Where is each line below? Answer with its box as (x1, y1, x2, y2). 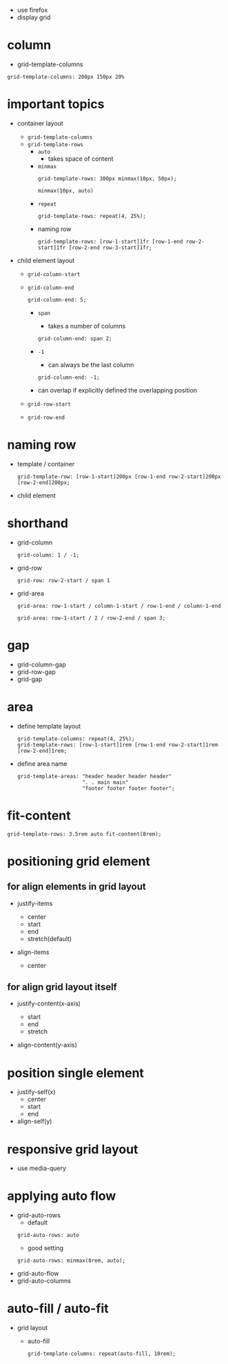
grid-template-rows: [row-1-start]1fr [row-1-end (37, 238, 183, 245)
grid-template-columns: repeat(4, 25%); (17, 735, 135, 742)
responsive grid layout (7, 1141, 138, 1157)
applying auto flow (7, 1188, 116, 1204)
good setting (27, 1244, 64, 1252)
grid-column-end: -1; (37, 374, 100, 381)
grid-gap (17, 675, 43, 683)
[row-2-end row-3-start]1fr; (68, 244, 153, 251)
